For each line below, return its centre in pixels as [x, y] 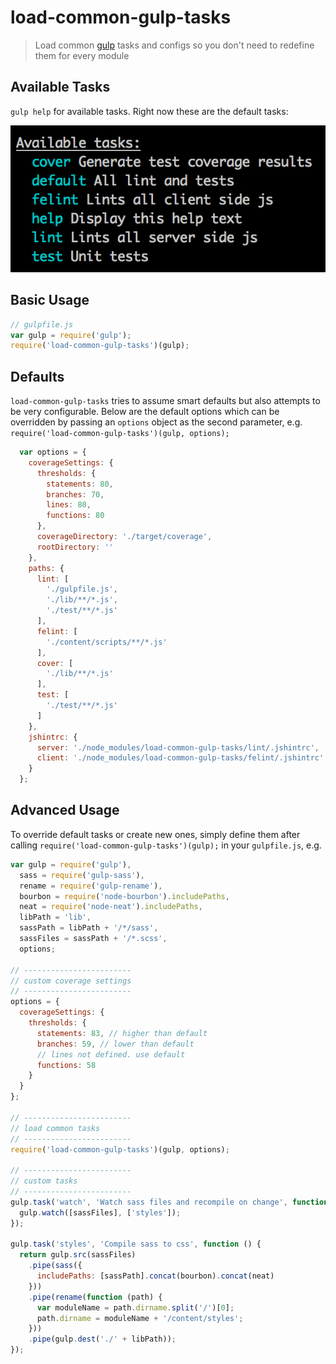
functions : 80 [75, 516]
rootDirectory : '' [75, 547]
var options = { [53, 452]
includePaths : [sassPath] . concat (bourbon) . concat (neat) [155, 1276]
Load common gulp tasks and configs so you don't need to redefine [174, 45]
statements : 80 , [80, 484]
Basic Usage [50, 300]
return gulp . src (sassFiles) [78, 1255]
